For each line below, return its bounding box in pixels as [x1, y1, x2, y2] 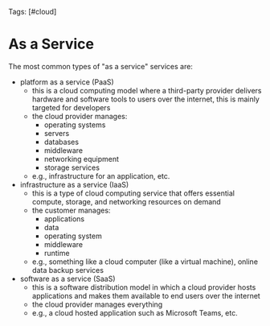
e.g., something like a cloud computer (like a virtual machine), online [31, 257, 259, 266]
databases [43, 137, 79, 146]
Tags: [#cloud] [8, 7, 57, 16]
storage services [43, 163, 100, 172]
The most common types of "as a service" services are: [8, 61, 193, 71]
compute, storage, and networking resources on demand [31, 196, 221, 206]
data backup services [31, 265, 104, 274]
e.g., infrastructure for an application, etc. [31, 171, 170, 180]
